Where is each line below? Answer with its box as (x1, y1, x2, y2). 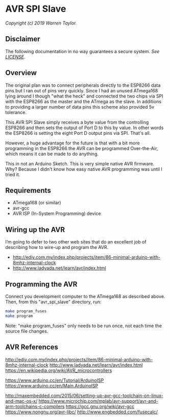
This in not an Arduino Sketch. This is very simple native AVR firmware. (5, 160, 155, 166)
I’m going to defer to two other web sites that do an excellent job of (5, 239, 147, 245)
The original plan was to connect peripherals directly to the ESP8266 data (5, 82, 161, 88)
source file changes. (5, 328, 48, 334)
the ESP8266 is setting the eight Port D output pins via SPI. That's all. (5, 130, 151, 136)
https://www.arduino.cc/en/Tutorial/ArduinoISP (5, 377, 104, 383)
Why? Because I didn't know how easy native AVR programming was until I (5, 166, 162, 172)
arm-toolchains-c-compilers (5, 403, 65, 409)
